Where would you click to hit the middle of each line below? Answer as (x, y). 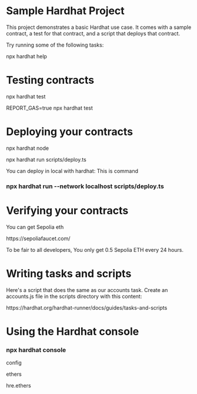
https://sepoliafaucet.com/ (38, 238)
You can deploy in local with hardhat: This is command (72, 171)
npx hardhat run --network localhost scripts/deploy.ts (85, 186)
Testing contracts (50, 80)
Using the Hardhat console (73, 331)
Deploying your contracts (70, 132)
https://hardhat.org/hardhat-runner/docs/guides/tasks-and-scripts (87, 307)
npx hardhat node (27, 148)
